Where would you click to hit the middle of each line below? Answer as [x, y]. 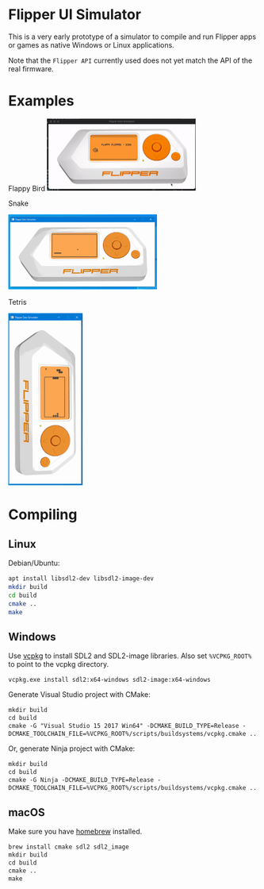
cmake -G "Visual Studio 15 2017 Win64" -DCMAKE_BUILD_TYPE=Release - [127, 726]
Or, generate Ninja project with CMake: [72, 749]
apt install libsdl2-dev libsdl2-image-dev [81, 579]
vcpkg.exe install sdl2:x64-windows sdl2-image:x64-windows [110, 680]
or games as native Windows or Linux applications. [91, 44]
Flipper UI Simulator [75, 15]
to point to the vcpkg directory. [59, 664]
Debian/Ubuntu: [34, 563]
